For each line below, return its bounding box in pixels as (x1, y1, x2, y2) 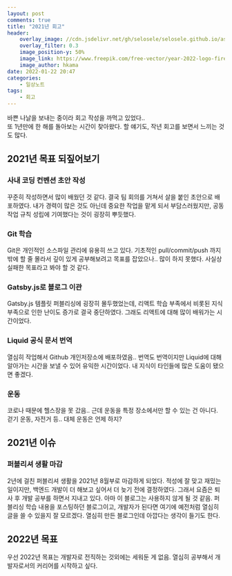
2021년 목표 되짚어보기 (7, 153, 100, 165)
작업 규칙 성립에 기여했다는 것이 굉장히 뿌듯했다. (7, 210, 137, 218)
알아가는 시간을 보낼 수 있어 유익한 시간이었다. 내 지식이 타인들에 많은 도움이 (7, 361, 212, 370)
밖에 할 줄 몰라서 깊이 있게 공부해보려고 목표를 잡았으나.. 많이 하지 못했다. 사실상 (7, 254, 222, 263)
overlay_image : (19, 36, 64, 43)
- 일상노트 (19, 81, 45, 88)
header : (7, 29, 30, 37)
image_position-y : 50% (19, 49, 85, 56)
